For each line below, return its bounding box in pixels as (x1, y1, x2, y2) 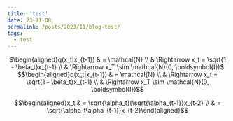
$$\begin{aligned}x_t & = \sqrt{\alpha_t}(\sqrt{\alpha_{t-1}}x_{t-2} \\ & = (13, 99, 221, 107)
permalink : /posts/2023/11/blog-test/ (7, 23, 120, 30)
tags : (7, 29, 23, 37)
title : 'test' (7, 10, 49, 17)
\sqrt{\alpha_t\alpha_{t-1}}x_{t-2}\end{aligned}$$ (46, 106, 189, 115)
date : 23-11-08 (7, 17, 52, 24)
